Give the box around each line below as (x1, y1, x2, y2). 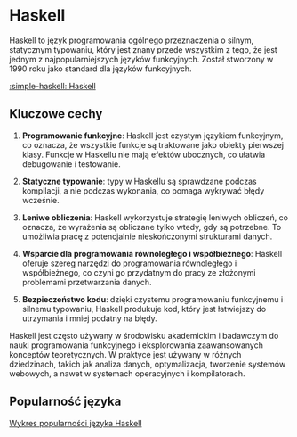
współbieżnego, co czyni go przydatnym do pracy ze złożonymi (21, 267, 256, 277)
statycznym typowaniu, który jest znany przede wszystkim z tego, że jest (9, 44, 277, 54)
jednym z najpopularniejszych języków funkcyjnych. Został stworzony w (9, 54, 274, 64)
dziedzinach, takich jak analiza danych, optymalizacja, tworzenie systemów (9, 359, 286, 369)
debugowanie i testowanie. (21, 158, 122, 169)
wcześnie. (21, 194, 60, 205)
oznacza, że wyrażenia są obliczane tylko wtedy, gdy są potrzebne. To (21, 221, 282, 232)
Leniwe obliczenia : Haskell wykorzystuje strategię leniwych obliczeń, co (21, 211, 289, 223)
